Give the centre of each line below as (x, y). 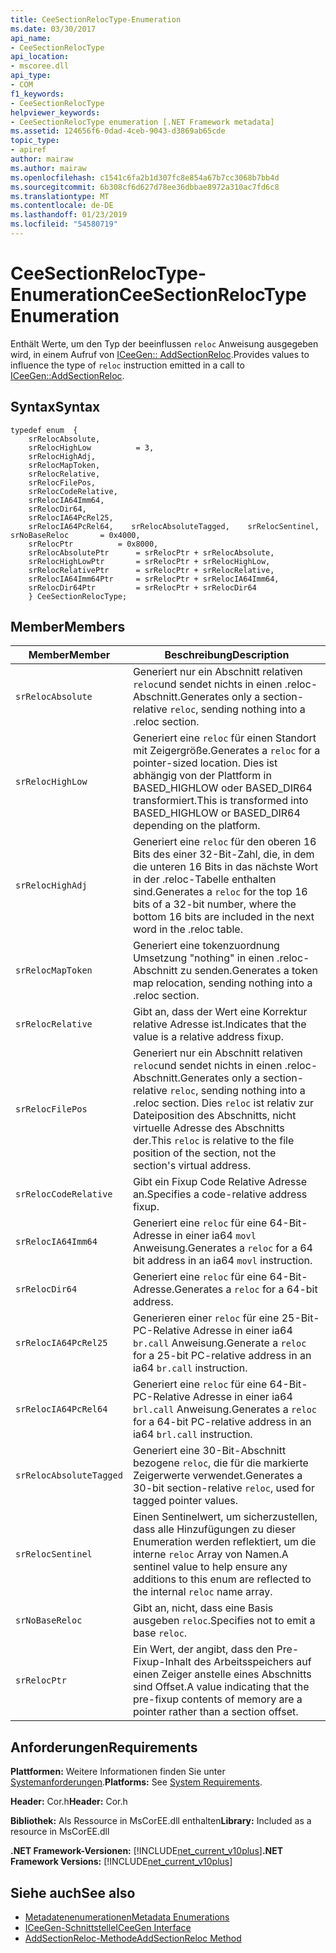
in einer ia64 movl (215, 1236)
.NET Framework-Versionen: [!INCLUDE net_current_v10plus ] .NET (147, 1851)
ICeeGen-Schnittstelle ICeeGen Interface (108, 1928)
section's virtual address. (192, 1166)
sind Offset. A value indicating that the (221, 1687)
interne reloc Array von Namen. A (210, 1554)
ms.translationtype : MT (60, 196)
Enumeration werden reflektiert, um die (224, 1542)
